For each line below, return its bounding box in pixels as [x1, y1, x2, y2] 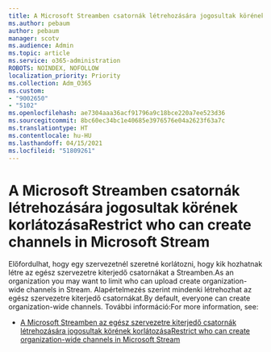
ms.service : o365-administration [8, 57, 121, 65]
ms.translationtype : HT [8, 124, 89, 132]
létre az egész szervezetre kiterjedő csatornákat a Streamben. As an [8, 267, 234, 278]
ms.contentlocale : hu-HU [8, 131, 92, 139]
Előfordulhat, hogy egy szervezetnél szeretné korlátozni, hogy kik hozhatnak [8, 259, 263, 269]
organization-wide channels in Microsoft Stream [19, 335, 181, 345]
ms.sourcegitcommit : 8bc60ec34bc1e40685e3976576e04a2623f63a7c [8, 117, 226, 125]
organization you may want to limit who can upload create [8, 276, 201, 286]
